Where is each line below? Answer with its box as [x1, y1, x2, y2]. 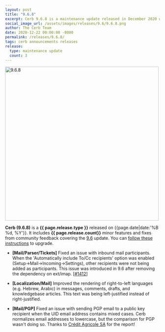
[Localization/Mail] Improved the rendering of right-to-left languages [12, 280, 153, 286]
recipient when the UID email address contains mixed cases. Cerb [12, 311, 146, 317]
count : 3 [9, 53, 27, 58]
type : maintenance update [9, 48, 63, 53]
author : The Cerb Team [5, 26, 52, 31]
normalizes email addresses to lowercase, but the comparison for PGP [12, 316, 155, 322]
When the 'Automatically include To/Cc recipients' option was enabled [12, 255, 155, 261]
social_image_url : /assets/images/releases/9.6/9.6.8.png [5, 21, 126, 26]
